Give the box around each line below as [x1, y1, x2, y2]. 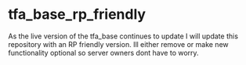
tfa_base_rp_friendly [8, 5, 147, 23]
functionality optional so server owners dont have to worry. [8, 48, 199, 57]
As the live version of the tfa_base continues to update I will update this [8, 31, 239, 41]
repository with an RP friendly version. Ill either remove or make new [8, 39, 229, 49]
